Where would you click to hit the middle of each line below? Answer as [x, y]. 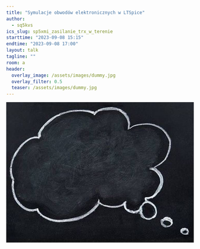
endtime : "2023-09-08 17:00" [42, 44]
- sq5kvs [22, 25]
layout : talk [22, 51]
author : [16, 19]
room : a [16, 62]
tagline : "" [21, 56]
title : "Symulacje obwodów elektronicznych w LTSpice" [76, 12]
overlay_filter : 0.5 [37, 81]
